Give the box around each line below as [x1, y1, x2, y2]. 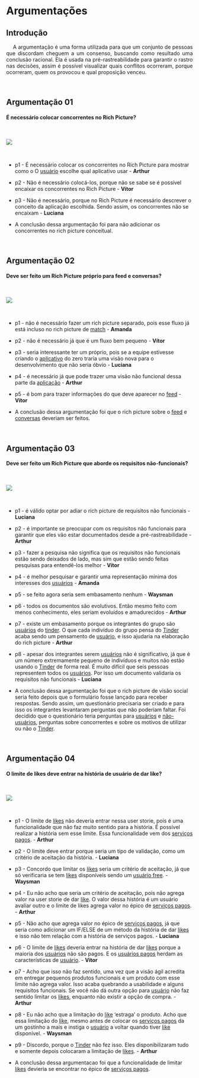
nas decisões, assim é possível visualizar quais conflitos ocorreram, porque [6, 62, 193, 69]
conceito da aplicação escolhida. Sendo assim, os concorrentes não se [14, 203, 189, 210]
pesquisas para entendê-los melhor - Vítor [14, 561, 120, 568]
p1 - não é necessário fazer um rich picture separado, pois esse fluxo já [14, 319, 190, 327]
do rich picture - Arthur [14, 639, 73, 646]
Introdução [6, 28, 48, 38]
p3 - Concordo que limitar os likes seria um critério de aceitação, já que [14, 865, 190, 872]
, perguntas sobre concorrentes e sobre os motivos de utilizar [36, 718, 187, 725]
